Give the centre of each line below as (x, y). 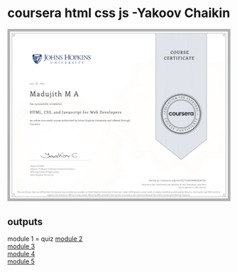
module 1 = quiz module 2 (45, 239)
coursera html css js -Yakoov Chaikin (119, 13)
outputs (25, 222)
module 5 (21, 261)
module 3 (21, 246)
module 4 (21, 254)
